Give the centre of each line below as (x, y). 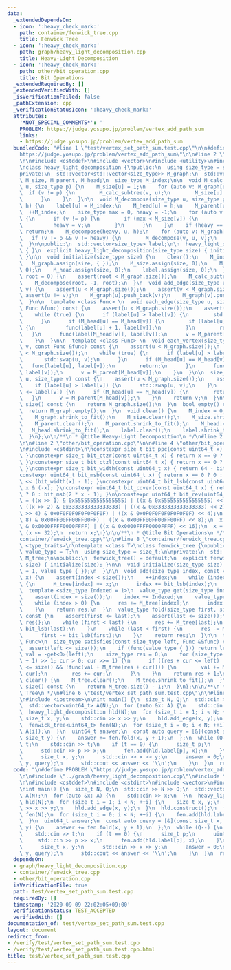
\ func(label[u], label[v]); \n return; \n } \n (107, 366)
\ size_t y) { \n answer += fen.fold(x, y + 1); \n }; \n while (117, 738)
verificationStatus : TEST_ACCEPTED (64, 911)
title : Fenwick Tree (49, 39)
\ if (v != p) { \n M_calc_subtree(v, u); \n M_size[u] (121, 193)
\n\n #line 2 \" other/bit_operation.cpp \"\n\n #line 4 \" (101, 443)
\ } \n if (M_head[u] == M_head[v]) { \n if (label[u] (123, 321)
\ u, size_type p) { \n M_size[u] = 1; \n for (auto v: (107, 187)
